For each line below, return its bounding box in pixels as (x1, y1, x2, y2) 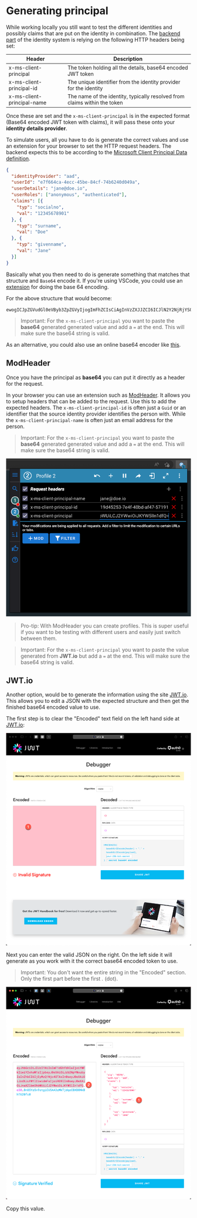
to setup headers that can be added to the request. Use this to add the (6, 397, 176, 404)
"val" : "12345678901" (16, 210, 69, 216)
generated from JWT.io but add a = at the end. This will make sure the (20, 652, 191, 659)
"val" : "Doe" (16, 229, 49, 235)
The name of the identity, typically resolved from (67, 93, 185, 100)
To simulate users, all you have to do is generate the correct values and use (6, 136, 189, 143)
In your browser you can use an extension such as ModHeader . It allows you (6, 391, 191, 399)
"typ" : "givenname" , (16, 241, 67, 248)
